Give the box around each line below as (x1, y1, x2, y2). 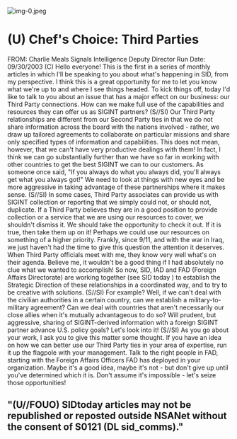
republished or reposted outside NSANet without (7, 410, 228, 422)
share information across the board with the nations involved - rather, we (7, 122, 220, 131)
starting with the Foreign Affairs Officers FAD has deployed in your (7, 355, 201, 364)
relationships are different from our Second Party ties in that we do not (7, 115, 214, 123)
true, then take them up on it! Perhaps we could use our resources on (7, 227, 210, 236)
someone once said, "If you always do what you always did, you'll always (7, 167, 221, 176)
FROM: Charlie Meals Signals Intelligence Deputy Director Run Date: (7, 55, 206, 63)
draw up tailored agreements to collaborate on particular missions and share (7, 130, 230, 138)
